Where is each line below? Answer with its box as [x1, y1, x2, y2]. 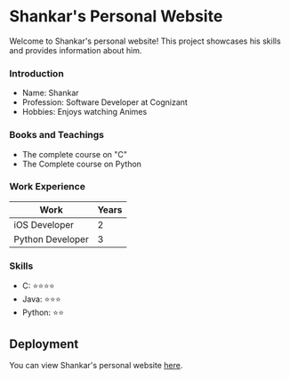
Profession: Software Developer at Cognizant [21, 97, 189, 108]
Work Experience [9, 181, 86, 193]
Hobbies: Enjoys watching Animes [21, 107, 148, 117]
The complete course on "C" [21, 149, 127, 159]
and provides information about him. [9, 44, 142, 55]
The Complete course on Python [21, 158, 142, 169]
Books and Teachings [9, 129, 105, 141]
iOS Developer [13, 218, 74, 230]
